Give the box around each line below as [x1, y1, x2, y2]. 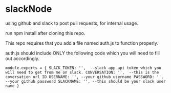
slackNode [5, 3, 52, 15]
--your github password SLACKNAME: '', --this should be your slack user [5, 79, 166, 84]
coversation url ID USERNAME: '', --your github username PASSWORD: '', [5, 74, 164, 80]
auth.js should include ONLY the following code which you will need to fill [5, 50, 160, 56]
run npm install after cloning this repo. [5, 30, 85, 36]
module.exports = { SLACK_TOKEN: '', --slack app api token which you [5, 65, 161, 70]
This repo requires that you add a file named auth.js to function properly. [5, 40, 159, 46]
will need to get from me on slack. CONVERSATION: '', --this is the [5, 70, 159, 75]
